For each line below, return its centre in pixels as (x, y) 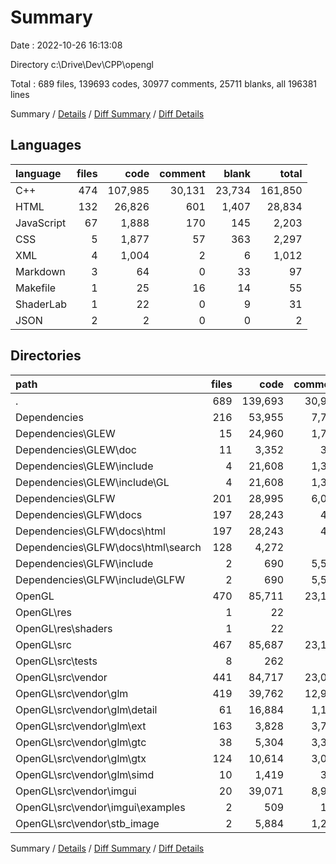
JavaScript (41, 223)
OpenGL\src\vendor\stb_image (87, 823)
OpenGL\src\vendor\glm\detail (86, 709)
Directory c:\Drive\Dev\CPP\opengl (82, 64)
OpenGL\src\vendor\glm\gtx (81, 758)
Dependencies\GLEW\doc (76, 449)
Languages (46, 145)
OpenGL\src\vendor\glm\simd (85, 774)
